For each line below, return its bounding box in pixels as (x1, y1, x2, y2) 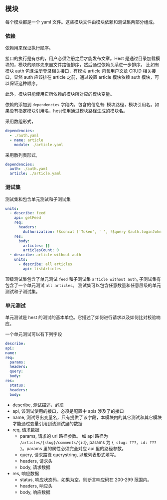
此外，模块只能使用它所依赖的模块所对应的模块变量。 (5, 91, 115, 97)
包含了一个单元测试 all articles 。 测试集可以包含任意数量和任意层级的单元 (5, 282, 161, 288)
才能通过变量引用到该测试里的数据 (12, 420, 83, 426)
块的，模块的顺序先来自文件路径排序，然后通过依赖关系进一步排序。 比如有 (5, 62, 160, 68)
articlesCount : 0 (23, 248, 59, 253)
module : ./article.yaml (14, 142, 64, 147)
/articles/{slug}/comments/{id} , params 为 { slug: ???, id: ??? (19, 439, 157, 445)
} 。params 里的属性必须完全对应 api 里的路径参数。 (19, 445, 126, 451)
